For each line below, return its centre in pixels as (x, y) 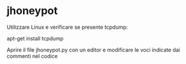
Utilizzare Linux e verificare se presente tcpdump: (67, 27)
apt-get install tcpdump (35, 38)
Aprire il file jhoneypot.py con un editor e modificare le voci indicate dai (94, 50)
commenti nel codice (32, 56)
